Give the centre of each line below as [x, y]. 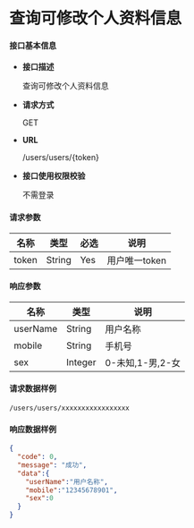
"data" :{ [34, 473]
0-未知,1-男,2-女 [143, 362]
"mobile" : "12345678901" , [72, 490]
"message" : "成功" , [52, 465]
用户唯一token [137, 260]
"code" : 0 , [38, 457]
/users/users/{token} [61, 158]
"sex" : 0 [39, 498]
